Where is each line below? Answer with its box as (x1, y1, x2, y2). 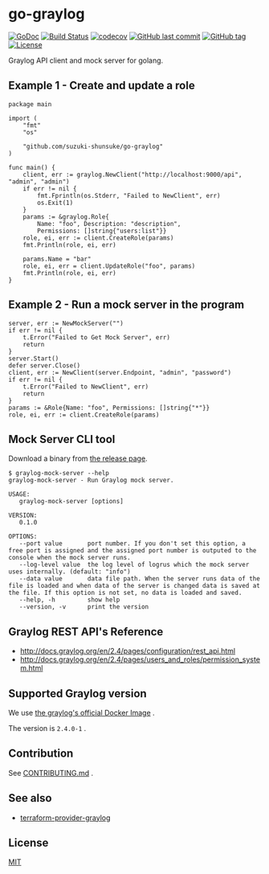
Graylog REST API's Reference (8, 625, 164, 638)
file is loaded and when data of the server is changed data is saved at (8, 582, 261, 590)
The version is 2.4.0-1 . (8, 724, 87, 732)
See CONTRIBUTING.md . (8, 768, 94, 778)
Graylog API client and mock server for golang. (8, 55, 164, 65)
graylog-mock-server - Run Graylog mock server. (8, 476, 174, 485)
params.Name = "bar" (22, 255, 92, 263)
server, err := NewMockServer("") (8, 319, 124, 327)
